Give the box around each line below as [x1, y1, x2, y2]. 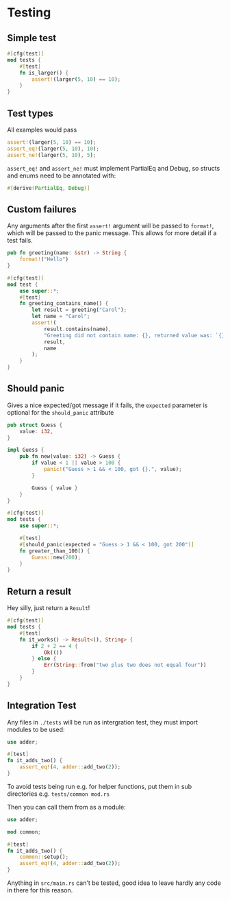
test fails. [7, 236, 33, 245]
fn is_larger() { [19, 69, 69, 76]
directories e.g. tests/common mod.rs [7, 790, 110, 798]
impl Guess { [7, 447, 44, 454]
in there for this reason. [7, 886, 73, 895]
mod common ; [7, 828, 41, 836]
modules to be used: [7, 725, 65, 733]
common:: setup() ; [19, 853, 69, 861]
